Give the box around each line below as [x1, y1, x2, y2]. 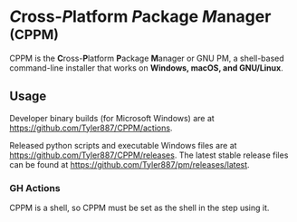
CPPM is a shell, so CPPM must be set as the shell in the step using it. [9, 202, 270, 214]
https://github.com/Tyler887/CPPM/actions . [9, 122, 173, 133]
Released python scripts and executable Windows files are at [9, 140, 237, 150]
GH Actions [9, 181, 61, 194]
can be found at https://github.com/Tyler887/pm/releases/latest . [9, 159, 251, 169]
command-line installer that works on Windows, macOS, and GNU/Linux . [9, 62, 283, 73]
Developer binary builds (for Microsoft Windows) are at [9, 112, 215, 123]
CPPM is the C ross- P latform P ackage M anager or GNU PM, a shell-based [9, 53, 285, 63]
